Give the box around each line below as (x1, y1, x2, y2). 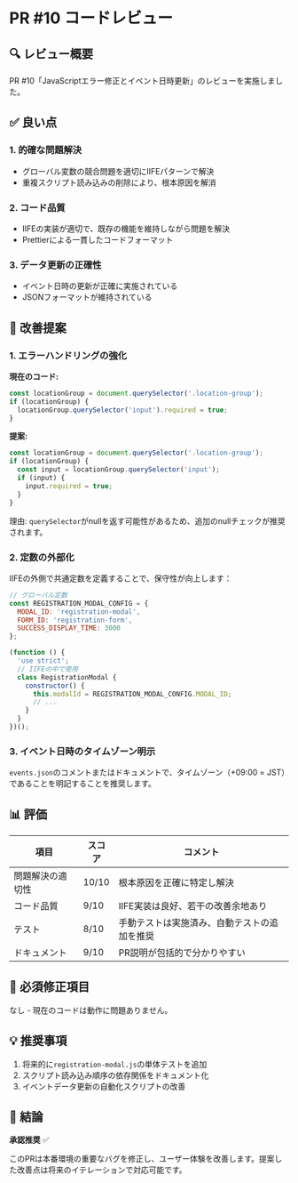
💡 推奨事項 (9, 1034, 67, 1049)
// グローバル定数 (9, 591, 68, 600)
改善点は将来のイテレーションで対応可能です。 (16, 1164, 188, 1175)
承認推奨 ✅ (9, 1135, 50, 1146)
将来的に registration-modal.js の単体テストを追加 (21, 1058, 208, 1069)
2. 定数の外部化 (9, 551, 75, 563)
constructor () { (25, 681, 86, 690)
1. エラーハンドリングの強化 (9, 349, 127, 361)
